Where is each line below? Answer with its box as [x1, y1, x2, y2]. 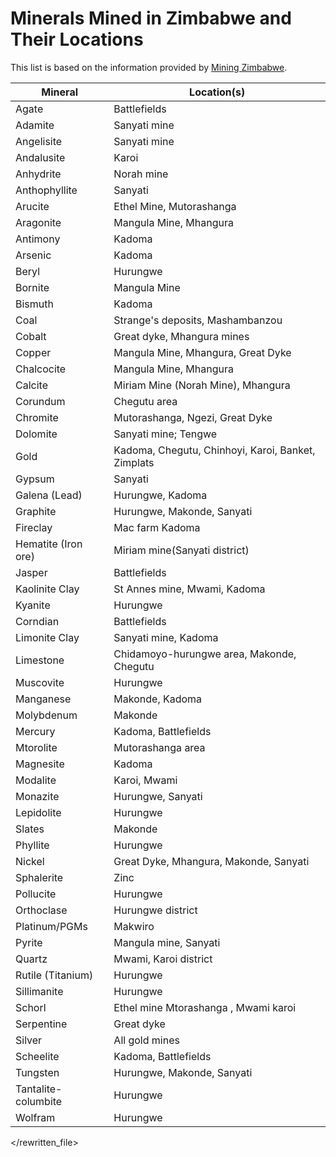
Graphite [15, 504, 57, 518]
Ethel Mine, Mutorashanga [113, 199, 237, 213]
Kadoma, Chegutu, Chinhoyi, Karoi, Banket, [113, 443, 316, 457]
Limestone [15, 653, 65, 667]
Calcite [15, 378, 48, 392]
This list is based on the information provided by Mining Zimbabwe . [10, 61, 288, 73]
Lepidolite [15, 805, 62, 819]
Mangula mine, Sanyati [113, 935, 221, 949]
